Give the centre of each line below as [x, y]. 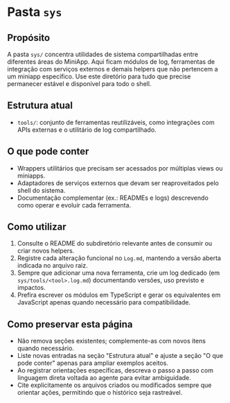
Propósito [29, 38]
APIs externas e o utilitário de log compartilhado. [87, 130]
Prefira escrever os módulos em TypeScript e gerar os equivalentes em [119, 295]
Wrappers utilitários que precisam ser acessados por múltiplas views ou [120, 168]
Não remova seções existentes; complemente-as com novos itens [112, 341]
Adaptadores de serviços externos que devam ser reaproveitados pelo [118, 183]
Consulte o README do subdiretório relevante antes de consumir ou [115, 243]
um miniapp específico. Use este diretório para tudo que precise [99, 76]
